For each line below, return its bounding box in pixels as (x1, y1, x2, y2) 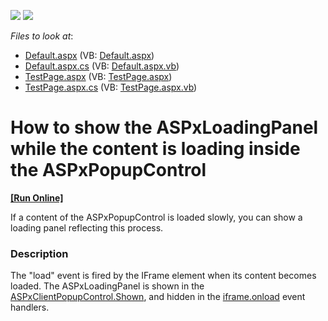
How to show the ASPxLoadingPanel (10, 116, 319, 139)
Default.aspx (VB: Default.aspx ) (24, 50, 155, 61)
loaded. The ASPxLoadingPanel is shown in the (10, 280, 205, 292)
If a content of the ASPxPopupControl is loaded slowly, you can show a (10, 211, 303, 223)
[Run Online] (10, 191, 64, 204)
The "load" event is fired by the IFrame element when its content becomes (10, 270, 317, 282)
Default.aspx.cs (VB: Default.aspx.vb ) (24, 60, 180, 72)
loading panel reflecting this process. (10, 221, 164, 234)
